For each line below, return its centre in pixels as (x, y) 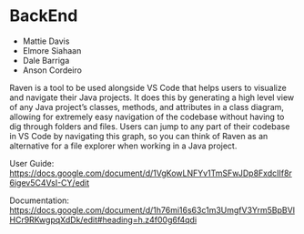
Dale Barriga (46, 60)
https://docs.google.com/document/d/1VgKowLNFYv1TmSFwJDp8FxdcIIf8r (151, 173)
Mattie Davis (46, 41)
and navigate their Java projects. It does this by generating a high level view (152, 97)
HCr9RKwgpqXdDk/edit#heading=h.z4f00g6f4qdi (103, 219)
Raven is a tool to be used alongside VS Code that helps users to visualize (148, 87)
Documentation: (40, 200)
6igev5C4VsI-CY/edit (50, 182)
